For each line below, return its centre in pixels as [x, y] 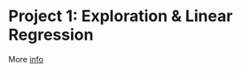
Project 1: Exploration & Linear [121, 16]
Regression [51, 35]
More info [26, 59]
